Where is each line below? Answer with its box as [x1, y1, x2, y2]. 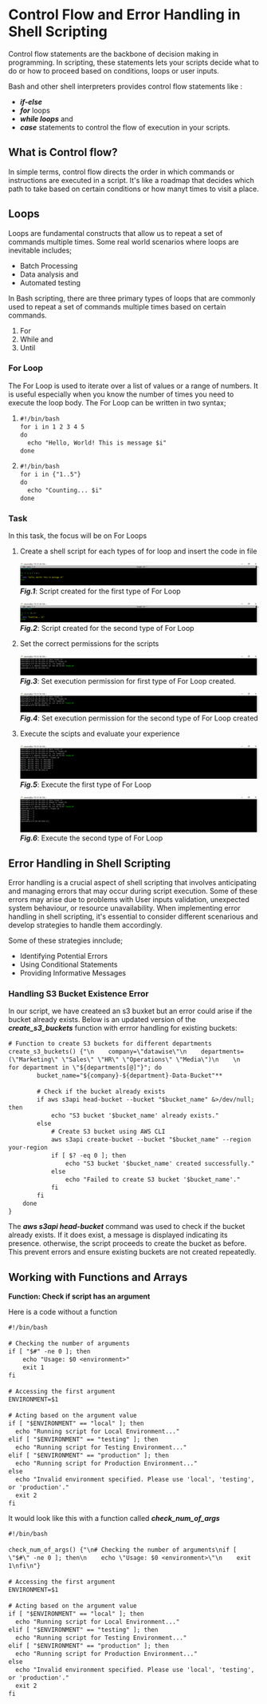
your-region [8, 1143, 48, 1152]
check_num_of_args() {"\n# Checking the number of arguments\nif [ [8, 1546, 238, 1554]
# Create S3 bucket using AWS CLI [50, 1127, 166, 1136]
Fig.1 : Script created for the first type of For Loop [19, 586, 181, 596]
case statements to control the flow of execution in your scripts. [19, 122, 231, 132]
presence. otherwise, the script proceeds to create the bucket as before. [8, 1239, 247, 1248]
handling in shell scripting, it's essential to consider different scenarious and [8, 912, 259, 921]
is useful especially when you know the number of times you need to [8, 389, 234, 399]
